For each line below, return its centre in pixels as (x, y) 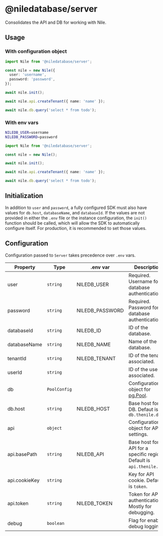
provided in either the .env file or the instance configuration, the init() (76, 218)
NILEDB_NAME (94, 344)
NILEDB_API (90, 454)
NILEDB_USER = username (27, 132)
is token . (138, 486)
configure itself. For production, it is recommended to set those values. (76, 228)
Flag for (137, 520)
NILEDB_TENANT (96, 358)
